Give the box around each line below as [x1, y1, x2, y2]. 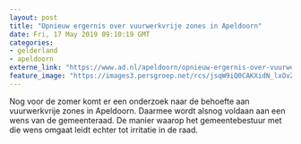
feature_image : [9, 72, 66, 80]
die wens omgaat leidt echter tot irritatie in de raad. [9, 124, 199, 135]
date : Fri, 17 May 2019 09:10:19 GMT [9, 30, 150, 38]
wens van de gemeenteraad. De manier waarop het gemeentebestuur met [9, 114, 282, 125]
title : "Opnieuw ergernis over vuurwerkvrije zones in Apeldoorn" [9, 21, 262, 30]
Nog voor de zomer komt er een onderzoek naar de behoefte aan [9, 96, 250, 106]
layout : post [9, 13, 58, 22]
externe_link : [9, 64, 63, 72]
